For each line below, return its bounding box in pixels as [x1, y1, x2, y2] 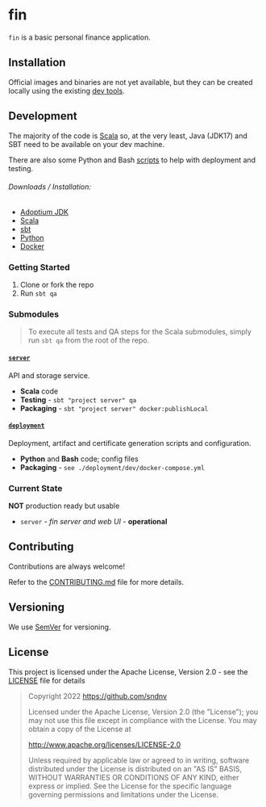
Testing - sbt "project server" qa [19, 394, 137, 405]
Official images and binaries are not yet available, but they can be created [8, 77, 253, 86]
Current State [8, 482, 63, 494]
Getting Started [8, 261, 70, 272]
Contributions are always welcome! [8, 561, 126, 571]
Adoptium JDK [19, 207, 69, 216]
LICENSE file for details [8, 675, 86, 685]
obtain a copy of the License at [27, 724, 131, 733]
